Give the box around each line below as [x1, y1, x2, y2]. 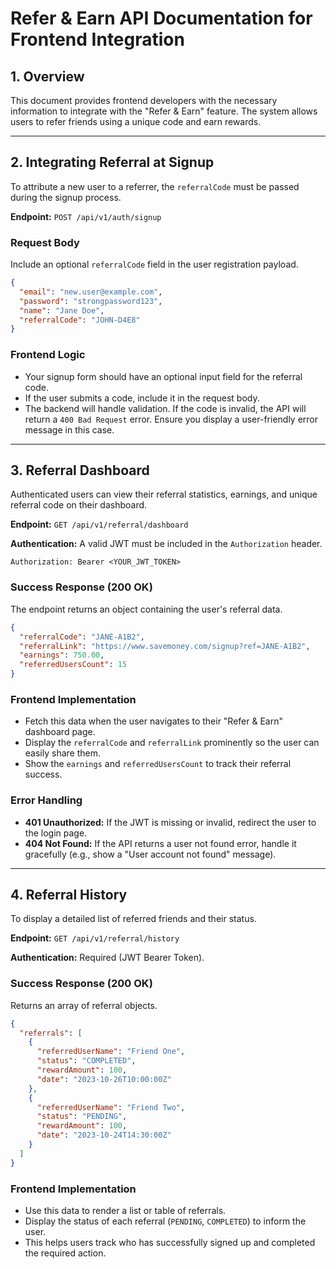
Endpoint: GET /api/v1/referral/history [10, 932, 180, 944]
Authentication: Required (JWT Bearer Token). [10, 952, 205, 964]
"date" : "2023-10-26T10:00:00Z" [36, 1074, 172, 1084]
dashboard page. [24, 726, 96, 738]
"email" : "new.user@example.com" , [19, 287, 163, 297]
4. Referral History [10, 887, 128, 903]
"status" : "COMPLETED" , [36, 1056, 137, 1066]
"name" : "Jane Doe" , [19, 305, 105, 316]
